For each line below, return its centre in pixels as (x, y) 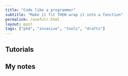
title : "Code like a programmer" (40, 10)
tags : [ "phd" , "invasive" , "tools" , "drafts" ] (55, 29)
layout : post (19, 24)
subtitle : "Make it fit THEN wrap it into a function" (64, 15)
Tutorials (19, 49)
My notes (20, 66)
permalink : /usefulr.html (32, 19)
